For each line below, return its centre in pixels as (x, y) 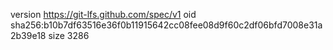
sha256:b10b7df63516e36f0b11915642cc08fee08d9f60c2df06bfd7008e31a (166, 25)
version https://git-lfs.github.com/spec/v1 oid (103, 14)
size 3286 (69, 35)
